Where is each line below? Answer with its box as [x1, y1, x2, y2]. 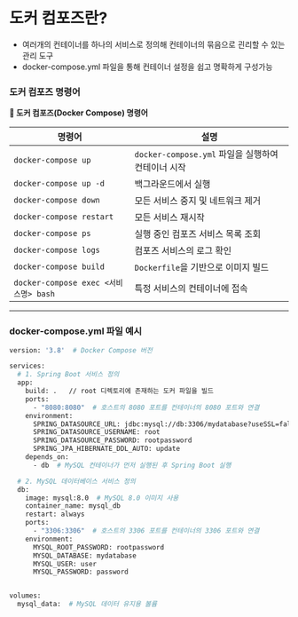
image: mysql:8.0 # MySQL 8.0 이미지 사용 [25, 494, 179, 502]
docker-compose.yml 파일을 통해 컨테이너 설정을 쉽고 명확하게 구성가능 [21, 61, 273, 72]
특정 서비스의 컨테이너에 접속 [134, 282, 248, 295]
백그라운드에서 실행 [134, 178, 211, 191]
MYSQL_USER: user [32, 559, 98, 568]
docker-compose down [13, 195, 100, 205]
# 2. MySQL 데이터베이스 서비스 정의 [17, 477, 136, 486]
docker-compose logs [13, 245, 100, 256]
